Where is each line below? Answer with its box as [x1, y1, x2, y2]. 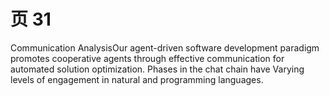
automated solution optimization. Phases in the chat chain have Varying [10, 63, 305, 75]
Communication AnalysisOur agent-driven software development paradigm [10, 41, 320, 54]
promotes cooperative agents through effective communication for [10, 52, 285, 64]
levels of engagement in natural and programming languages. [10, 73, 264, 85]
